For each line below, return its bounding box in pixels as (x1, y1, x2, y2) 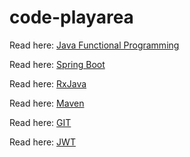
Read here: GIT (9, 116, 72, 128)
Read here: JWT (9, 136, 76, 148)
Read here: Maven (9, 97, 85, 109)
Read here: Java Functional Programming (9, 39, 180, 51)
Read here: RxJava (9, 77, 87, 90)
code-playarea (9, 6, 134, 29)
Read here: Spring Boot (9, 58, 106, 70)
